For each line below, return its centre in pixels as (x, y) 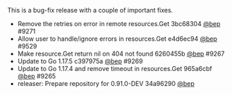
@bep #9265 (37, 76)
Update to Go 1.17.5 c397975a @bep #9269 (80, 61)
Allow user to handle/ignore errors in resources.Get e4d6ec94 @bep (117, 39)
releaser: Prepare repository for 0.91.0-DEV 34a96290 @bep (106, 83)
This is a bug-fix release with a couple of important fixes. (90, 10)
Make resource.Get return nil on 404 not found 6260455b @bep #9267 (121, 53)
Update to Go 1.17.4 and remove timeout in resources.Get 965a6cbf (115, 69)
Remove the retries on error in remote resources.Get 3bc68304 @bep (119, 24)
